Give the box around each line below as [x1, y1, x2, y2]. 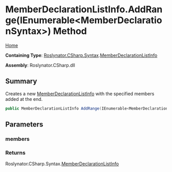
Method [53, 26, 87, 37]
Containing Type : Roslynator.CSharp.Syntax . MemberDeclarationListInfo [5, 52, 158, 58]
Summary [5, 77, 37, 85]
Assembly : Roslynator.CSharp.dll [5, 62, 75, 68]
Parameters [5, 120, 44, 129]
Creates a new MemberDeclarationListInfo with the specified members [5, 91, 155, 97]
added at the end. [5, 96, 43, 102]
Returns [5, 149, 26, 156]
